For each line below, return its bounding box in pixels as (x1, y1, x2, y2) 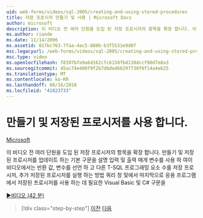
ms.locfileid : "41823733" (6, 88, 71, 94)
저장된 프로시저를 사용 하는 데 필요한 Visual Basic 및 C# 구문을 (17, 179, 166, 186)
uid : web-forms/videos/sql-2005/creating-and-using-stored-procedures (6, 8, 188, 15)
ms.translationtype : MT (6, 71, 66, 77)
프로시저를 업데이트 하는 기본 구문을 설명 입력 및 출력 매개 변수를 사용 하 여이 (12, 156, 193, 163)
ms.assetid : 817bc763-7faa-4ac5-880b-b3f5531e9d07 (6, 43, 137, 49)
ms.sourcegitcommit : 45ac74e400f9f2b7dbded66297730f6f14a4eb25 (6, 65, 169, 71)
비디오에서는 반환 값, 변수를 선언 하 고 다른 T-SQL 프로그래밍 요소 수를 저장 (6, 163, 183, 171)
